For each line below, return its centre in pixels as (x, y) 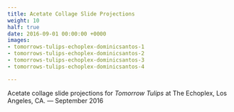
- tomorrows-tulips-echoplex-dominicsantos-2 (76, 54)
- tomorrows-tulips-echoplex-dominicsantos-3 (76, 60)
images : (19, 40)
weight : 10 (23, 21)
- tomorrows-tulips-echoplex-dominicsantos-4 (76, 67)
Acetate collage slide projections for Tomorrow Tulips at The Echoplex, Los (117, 93)
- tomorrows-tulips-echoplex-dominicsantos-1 (76, 47)
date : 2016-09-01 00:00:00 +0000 (57, 34)
